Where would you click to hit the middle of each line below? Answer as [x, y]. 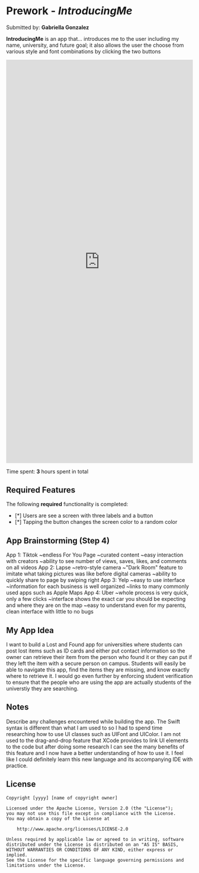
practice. [17, 765]
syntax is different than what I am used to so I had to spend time [84, 728]
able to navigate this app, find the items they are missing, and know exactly [98, 670]
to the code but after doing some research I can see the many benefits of [95, 746]
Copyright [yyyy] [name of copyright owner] [62, 798]
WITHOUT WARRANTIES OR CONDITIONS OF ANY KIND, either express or [90, 850]
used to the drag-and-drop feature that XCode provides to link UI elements [97, 740]
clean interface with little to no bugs [50, 612]
